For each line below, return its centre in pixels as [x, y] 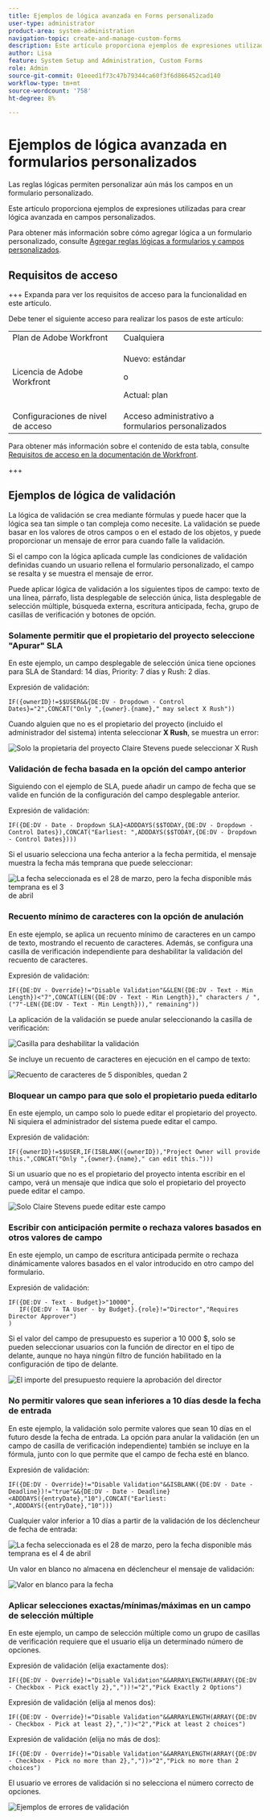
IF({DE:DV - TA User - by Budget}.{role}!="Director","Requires [129, 1309]
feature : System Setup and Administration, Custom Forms [106, 61]
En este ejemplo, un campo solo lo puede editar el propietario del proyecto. [133, 1113]
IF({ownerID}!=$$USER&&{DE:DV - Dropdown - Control [96, 702]
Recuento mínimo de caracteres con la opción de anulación [126, 916]
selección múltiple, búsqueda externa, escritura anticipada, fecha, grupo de [134, 606]
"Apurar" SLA [36, 645]
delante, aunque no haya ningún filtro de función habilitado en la [115, 1356]
